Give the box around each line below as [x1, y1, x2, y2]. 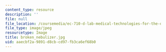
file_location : [5, 21, 37, 26]
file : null [5, 16, 28, 21]
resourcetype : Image [5, 30, 48, 35]
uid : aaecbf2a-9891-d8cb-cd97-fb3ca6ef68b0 [5, 40, 96, 45]
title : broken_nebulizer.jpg [5, 35, 65, 40]
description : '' [5, 12, 39, 17]
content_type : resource [5, 7, 54, 12]
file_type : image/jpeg [5, 26, 52, 31]
